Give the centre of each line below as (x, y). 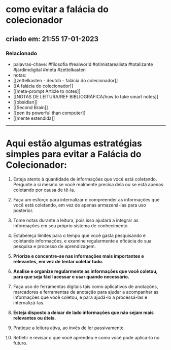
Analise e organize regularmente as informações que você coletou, (85, 271)
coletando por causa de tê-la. (44, 190)
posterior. (23, 210)
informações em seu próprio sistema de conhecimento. (71, 225)
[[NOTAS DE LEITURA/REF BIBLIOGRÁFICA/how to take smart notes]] (86, 96)
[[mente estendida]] (34, 118)
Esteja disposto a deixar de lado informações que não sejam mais (83, 312)
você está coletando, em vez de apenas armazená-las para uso (79, 205)
